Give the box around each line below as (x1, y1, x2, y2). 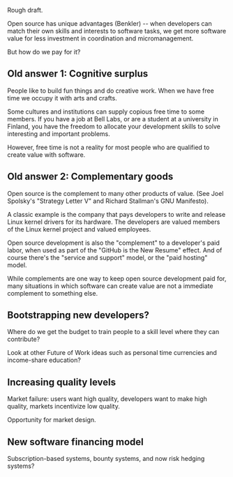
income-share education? (7, 356, 82, 365)
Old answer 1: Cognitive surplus (7, 68, 149, 79)
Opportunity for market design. (7, 416, 96, 424)
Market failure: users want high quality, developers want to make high (7, 395, 208, 403)
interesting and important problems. (7, 129, 110, 138)
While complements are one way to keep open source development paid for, (7, 274, 227, 282)
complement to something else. (7, 289, 98, 297)
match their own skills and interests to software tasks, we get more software (7, 27, 227, 35)
